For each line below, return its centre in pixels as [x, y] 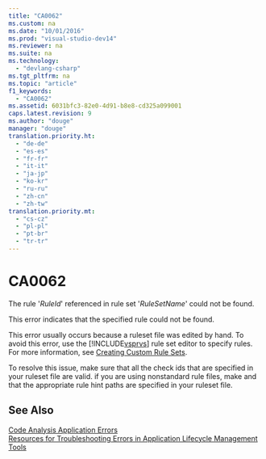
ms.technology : [34, 61]
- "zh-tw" [32, 204]
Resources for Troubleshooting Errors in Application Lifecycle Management [133, 438]
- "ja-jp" [32, 174]
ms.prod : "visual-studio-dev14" [62, 38]
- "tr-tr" [32, 242]
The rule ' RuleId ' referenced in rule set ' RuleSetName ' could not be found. [131, 303]
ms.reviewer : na [35, 46]
